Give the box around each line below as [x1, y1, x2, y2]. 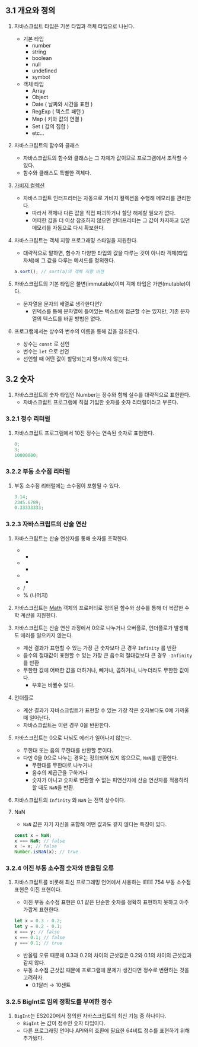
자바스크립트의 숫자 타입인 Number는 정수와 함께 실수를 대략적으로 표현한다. [14, 391, 191, 398]
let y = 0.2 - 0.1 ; [14, 923, 63, 929]
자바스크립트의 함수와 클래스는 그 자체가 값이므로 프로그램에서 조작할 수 [23, 154, 188, 162]
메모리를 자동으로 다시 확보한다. [31, 224, 105, 231]
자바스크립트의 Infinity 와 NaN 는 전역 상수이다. [14, 796, 126, 804]
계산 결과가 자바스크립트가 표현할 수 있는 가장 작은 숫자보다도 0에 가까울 [23, 706, 190, 714]
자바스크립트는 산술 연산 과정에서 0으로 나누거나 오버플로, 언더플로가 [14, 624, 173, 631]
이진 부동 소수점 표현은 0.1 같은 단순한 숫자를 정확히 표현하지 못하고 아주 [23, 899, 189, 906]
